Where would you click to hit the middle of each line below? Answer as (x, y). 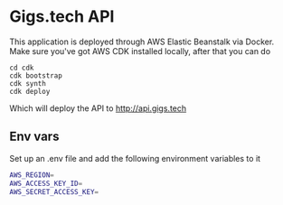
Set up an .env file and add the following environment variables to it (135, 158)
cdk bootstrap (36, 75)
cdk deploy (30, 91)
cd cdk (22, 68)
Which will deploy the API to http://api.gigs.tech (98, 108)
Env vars (34, 137)
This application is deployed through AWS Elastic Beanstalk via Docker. (142, 42)
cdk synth (28, 83)
